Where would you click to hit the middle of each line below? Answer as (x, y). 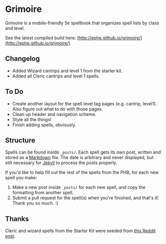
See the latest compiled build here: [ (42, 38)
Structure (20, 140)
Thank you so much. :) (35, 203)
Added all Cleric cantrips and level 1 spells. (56, 76)
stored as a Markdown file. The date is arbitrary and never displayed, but (79, 158)
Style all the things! (32, 119)
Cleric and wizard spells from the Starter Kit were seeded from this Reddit (81, 231)
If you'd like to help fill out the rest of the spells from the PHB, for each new (82, 172)
